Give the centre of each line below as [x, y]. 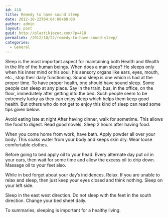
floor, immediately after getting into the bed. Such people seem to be [76, 93]
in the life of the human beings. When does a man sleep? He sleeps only [80, 67]
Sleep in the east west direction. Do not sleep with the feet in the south [78, 195]
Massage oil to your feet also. [36, 165]
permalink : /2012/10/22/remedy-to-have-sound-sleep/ [61, 38]
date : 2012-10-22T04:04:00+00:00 [40, 19]
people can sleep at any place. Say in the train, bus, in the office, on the [79, 88]
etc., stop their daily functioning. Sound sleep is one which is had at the [79, 77]
